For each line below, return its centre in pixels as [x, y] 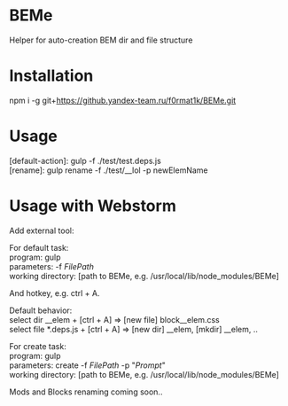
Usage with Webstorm [93, 206]
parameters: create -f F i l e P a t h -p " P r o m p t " [87, 365]
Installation [51, 76]
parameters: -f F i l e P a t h [52, 266]
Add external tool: [42, 230]
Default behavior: [41, 310]
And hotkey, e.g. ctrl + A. [54, 293]
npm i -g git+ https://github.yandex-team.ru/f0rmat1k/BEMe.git [123, 100]
